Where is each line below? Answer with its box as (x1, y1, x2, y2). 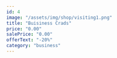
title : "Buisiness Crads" (6, 20, 72, 26)
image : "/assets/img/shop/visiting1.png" (6, 14, 113, 21)
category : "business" (6, 43, 61, 49)
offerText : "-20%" (6, 37, 53, 43)
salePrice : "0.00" (6, 31, 53, 37)
